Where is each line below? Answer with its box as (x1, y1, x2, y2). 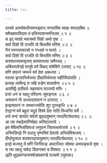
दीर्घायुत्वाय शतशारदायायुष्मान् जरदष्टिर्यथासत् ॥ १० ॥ (5, 136, 87, 141)
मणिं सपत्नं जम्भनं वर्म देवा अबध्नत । (5, 69, 60, 75)
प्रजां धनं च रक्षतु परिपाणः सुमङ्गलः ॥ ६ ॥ (5, 91, 69, 97)
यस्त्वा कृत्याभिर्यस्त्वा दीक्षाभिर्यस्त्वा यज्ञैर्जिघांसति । (5, 75, 81, 81)
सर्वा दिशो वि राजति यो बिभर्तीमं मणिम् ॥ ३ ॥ (5, 53, 72, 58)
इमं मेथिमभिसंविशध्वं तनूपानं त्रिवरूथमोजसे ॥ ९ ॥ (5, 124, 80, 130)
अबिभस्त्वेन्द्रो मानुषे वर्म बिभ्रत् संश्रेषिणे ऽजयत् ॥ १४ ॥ (5, 63, 85, 69)
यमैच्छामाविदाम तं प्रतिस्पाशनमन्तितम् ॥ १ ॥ (5, 30, 71, 36)
